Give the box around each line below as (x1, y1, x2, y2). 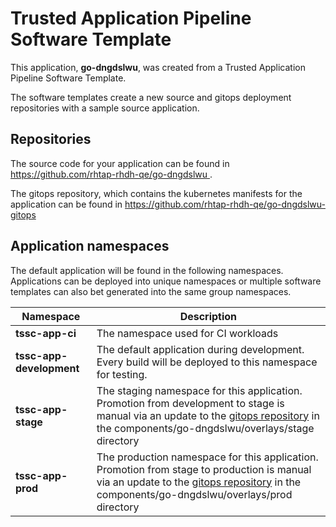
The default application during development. (96, 342, 305, 356)
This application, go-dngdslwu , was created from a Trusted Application (10, 61, 306, 73)
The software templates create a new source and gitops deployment (10, 91, 292, 103)
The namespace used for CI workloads (96, 326, 279, 340)
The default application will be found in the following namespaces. (10, 264, 284, 276)
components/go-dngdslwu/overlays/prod (96, 487, 293, 501)
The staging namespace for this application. (96, 383, 303, 397)
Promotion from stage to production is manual (96, 462, 312, 476)
